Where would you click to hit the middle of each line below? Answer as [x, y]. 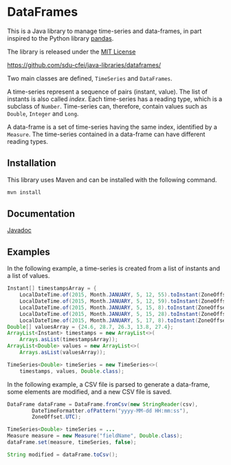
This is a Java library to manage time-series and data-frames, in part [104, 31]
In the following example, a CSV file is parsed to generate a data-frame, [109, 384]
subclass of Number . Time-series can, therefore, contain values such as [107, 106]
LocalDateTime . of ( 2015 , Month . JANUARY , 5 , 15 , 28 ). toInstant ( [110, 314]
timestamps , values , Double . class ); [72, 371]
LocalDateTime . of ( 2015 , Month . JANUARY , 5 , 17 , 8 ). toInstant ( [109, 321]
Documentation [41, 214]
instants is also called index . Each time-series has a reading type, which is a [115, 99]
